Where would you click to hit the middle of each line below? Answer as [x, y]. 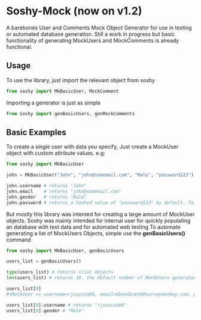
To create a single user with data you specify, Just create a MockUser [92, 147]
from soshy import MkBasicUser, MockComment [63, 91]
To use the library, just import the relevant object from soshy [81, 80]
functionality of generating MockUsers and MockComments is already [93, 40]
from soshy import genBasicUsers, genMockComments [71, 113]
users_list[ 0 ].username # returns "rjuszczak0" [67, 305]
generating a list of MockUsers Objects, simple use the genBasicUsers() [96, 233]
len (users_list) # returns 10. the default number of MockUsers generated [101, 278]
